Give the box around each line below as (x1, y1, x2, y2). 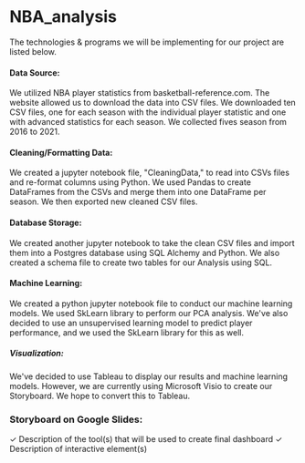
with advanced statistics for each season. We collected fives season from (9, 117, 288, 128)
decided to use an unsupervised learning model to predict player (9, 317, 253, 328)
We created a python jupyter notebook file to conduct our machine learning (9, 298, 293, 309)
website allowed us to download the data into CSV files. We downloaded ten (9, 98, 297, 108)
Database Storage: (9, 217, 82, 228)
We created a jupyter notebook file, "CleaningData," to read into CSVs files (9, 167, 290, 179)
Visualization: (9, 348, 64, 359)
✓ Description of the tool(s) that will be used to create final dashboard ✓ (9, 434, 283, 445)
